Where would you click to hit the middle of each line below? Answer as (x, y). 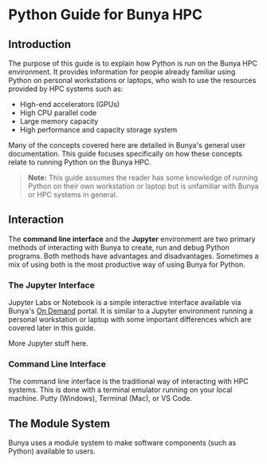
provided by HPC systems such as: (66, 89)
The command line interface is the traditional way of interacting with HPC (128, 382)
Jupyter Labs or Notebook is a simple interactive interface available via (125, 303)
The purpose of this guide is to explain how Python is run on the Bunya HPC (133, 63)
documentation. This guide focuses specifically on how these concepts (126, 154)
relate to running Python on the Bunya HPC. (80, 162)
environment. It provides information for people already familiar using (122, 72)
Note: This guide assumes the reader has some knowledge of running (143, 178)
